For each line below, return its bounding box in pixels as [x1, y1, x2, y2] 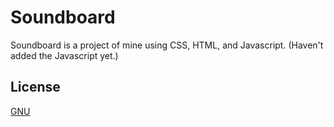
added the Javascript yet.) [10, 49, 119, 61]
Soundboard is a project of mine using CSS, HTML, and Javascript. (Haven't [10, 39, 324, 51]
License [10, 79, 61, 96]
